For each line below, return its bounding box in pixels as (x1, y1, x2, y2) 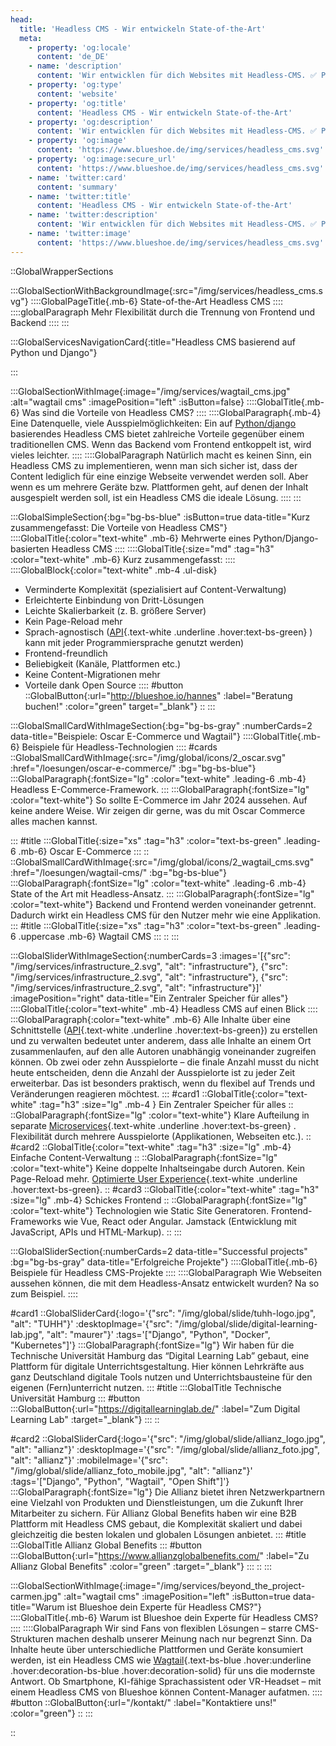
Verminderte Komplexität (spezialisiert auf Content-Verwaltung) (24, 583, 287, 595)
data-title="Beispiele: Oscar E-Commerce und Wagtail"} (10, 730, 241, 742)
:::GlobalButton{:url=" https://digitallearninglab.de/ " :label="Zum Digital (10, 1402, 301, 1415)
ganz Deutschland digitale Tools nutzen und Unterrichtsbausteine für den (10, 1371, 313, 1383)
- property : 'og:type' (28, 80, 123, 90)
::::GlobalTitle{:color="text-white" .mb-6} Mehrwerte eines (10, 532, 252, 544)
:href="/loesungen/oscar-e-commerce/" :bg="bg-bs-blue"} (10, 762, 257, 774)
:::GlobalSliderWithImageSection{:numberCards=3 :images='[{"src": (10, 949, 291, 961)
